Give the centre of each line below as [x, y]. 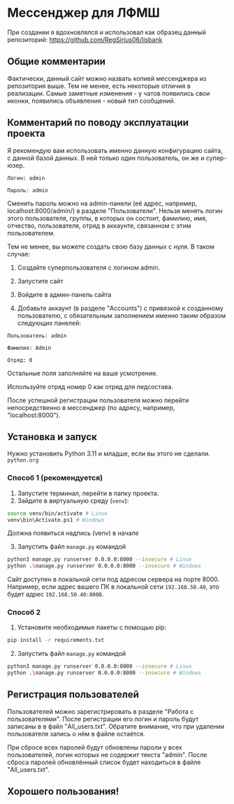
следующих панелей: [49, 323]
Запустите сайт [41, 281]
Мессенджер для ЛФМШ [84, 13]
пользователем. [31, 233]
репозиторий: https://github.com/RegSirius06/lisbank [85, 39]
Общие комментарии [57, 62]
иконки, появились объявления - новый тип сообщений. [92, 101]
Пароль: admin [28, 190]
